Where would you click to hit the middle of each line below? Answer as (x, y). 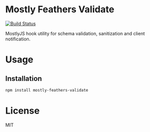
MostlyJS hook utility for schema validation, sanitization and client (75, 33)
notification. (18, 39)
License (23, 111)
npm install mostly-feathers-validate (47, 90)
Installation (24, 79)
